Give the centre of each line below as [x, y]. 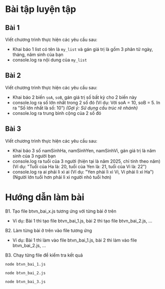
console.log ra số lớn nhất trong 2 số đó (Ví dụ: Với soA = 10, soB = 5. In [86, 102]
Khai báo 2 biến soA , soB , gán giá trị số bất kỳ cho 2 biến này [74, 97]
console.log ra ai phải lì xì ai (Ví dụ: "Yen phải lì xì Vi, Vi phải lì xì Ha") [83, 172]
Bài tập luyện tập [41, 9]
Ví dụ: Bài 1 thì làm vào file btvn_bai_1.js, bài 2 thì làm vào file [75, 240]
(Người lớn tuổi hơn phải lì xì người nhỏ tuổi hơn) [62, 177]
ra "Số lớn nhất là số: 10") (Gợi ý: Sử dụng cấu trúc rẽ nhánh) [75, 108]
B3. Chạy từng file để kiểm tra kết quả [44, 255]
